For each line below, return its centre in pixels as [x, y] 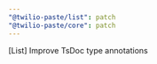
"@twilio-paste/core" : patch [62, 25]
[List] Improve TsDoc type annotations [78, 50]
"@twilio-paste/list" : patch [62, 17]
